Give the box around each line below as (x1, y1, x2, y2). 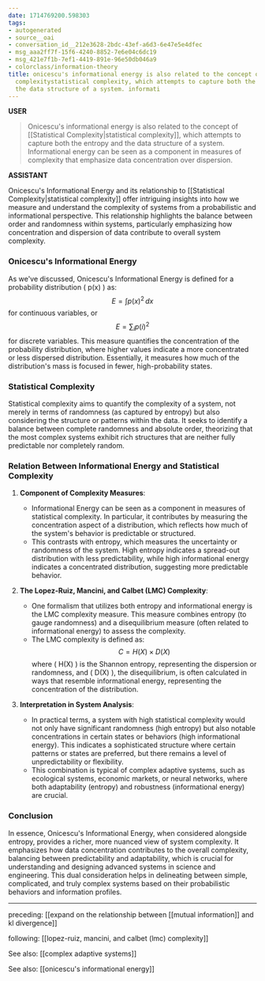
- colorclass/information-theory (8, 63, 118, 71)
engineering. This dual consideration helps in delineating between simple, (8, 870, 248, 880)
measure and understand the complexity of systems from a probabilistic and (8, 203, 256, 212)
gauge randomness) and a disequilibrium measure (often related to (31, 618, 249, 627)
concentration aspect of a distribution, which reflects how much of (31, 520, 248, 530)
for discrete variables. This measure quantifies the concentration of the (8, 336, 240, 346)
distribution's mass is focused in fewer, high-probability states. (8, 361, 213, 371)
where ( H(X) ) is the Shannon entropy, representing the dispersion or (31, 660, 257, 669)
